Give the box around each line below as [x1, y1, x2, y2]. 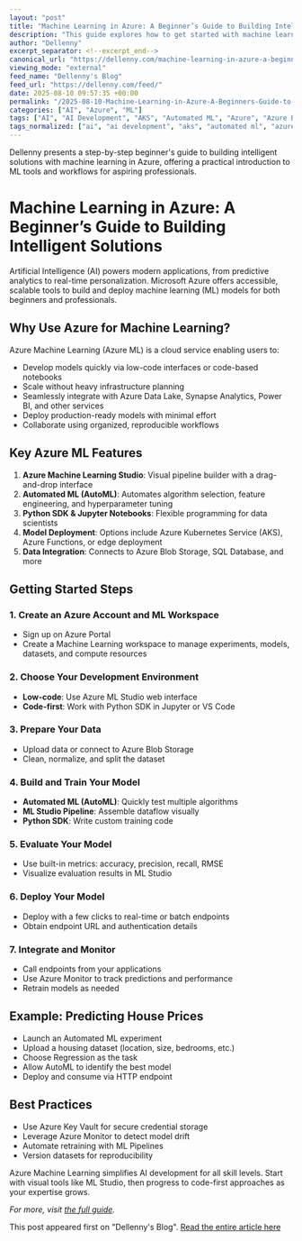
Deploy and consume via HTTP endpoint [22, 1071, 173, 1081]
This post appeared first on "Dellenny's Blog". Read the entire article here [9, 1221, 281, 1232]
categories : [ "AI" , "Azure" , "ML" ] [9, 105, 143, 114]
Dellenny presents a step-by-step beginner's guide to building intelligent [9, 147, 278, 158]
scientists [22, 517, 58, 528]
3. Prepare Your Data [9, 723, 102, 735]
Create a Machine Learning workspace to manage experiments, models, [22, 639, 290, 650]
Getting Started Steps [9, 581, 134, 597]
